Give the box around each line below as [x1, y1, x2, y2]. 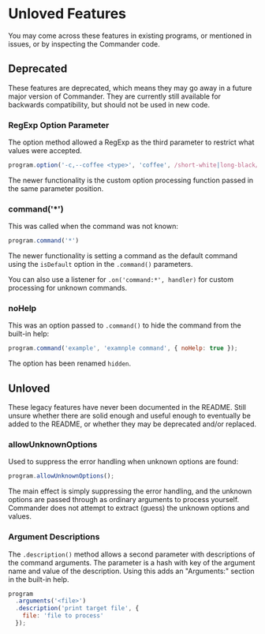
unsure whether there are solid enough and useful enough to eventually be [8, 411, 251, 421]
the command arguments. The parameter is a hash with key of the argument [8, 557, 256, 567]
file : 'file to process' [22, 612, 104, 620]
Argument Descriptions [8, 531, 100, 542]
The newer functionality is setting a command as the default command [8, 251, 238, 261]
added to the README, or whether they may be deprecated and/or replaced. [8, 419, 257, 429]
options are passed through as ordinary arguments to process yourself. [8, 495, 240, 505]
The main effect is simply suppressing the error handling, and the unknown [8, 486, 252, 496]
